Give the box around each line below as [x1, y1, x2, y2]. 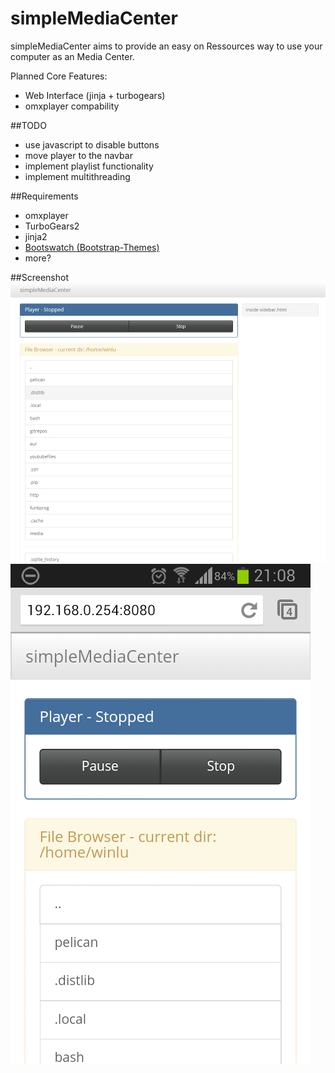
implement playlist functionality [24, 160, 154, 172]
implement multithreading [24, 170, 131, 182]
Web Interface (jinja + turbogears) [24, 89, 166, 101]
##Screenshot [10, 271, 69, 283]
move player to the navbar [24, 149, 133, 161]
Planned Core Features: [10, 70, 108, 82]
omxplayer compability [24, 100, 120, 112]
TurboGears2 [24, 220, 80, 232]
